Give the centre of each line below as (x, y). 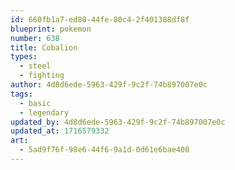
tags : (21, 94)
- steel (35, 66)
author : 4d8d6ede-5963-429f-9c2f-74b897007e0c (109, 85)
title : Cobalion (44, 47)
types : (24, 57)
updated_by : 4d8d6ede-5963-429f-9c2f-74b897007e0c (118, 122)
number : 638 (35, 38)
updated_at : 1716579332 (60, 131)
